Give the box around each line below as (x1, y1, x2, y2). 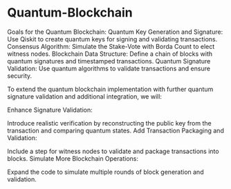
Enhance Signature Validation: (7, 106, 93, 114)
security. (7, 71, 33, 80)
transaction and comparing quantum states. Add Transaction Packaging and (7, 126, 225, 135)
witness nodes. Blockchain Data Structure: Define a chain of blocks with (7, 50, 213, 58)
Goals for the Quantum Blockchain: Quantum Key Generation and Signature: (7, 28, 223, 36)
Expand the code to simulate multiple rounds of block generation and (7, 168, 204, 176)
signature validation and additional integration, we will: (7, 92, 163, 101)
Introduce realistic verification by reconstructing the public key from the (7, 119, 212, 127)
